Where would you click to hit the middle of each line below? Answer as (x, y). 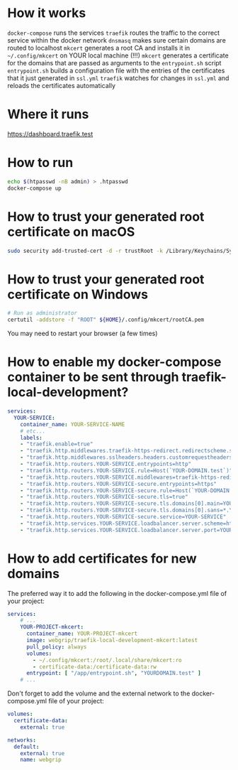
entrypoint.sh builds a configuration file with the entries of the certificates (116, 70)
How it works (47, 13)
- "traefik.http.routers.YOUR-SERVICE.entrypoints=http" (106, 464)
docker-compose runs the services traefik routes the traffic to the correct (113, 33)
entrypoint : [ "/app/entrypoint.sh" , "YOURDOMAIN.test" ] (113, 673)
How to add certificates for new (102, 558)
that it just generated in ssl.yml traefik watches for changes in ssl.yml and (118, 78)
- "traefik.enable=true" (57, 444)
